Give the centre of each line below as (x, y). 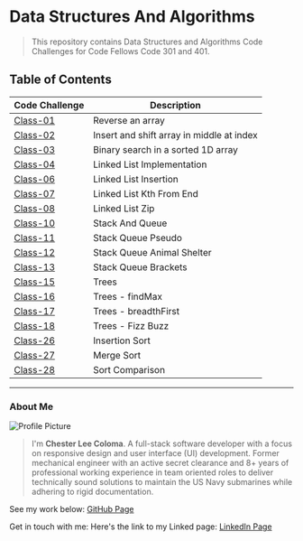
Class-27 (35, 355)
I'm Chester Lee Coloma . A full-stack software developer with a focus (162, 443)
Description (175, 105)
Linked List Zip (124, 208)
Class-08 (35, 208)
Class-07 (35, 193)
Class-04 (35, 164)
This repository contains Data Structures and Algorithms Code (147, 42)
